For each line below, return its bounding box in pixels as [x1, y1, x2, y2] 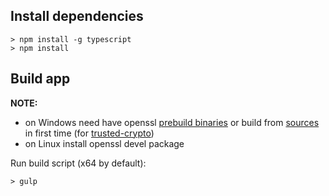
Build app [10, 70, 71, 88]
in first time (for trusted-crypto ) [24, 127, 155, 139]
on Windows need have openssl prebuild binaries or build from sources [24, 116, 320, 128]
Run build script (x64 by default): [10, 157, 147, 169]
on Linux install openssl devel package [24, 137, 185, 149]
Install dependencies [10, 8, 144, 25]
